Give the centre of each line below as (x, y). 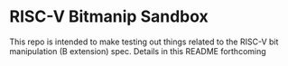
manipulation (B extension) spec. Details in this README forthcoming (138, 51)
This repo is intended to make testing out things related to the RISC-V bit (144, 42)
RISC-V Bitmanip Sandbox (109, 17)
